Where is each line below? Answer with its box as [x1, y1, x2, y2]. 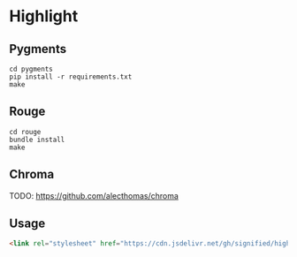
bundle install [9, 135, 65, 144]
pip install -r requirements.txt [9, 72, 133, 81]
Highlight [9, 6, 79, 26]
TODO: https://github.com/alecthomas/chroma [9, 190, 179, 200]
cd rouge [9, 127, 42, 136]
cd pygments [9, 64, 53, 73]
